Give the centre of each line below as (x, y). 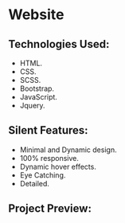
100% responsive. (49, 158)
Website (36, 15)
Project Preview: (50, 209)
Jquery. (32, 106)
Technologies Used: (59, 44)
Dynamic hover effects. (58, 166)
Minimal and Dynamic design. (68, 150)
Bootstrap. (37, 88)
